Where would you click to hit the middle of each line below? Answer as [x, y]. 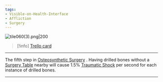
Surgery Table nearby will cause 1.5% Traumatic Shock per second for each [81, 65]
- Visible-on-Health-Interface [37, 14]
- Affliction [18, 18]
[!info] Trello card [34, 46]
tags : [10, 9]
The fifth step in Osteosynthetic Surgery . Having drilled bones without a [77, 60]
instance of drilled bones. [31, 70]
